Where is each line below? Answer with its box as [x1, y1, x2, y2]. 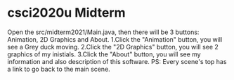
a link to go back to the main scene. [7, 65, 110, 73]
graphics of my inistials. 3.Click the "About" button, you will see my [7, 50, 202, 58]
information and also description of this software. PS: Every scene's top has [7, 57, 227, 65]
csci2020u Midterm [7, 5, 126, 21]
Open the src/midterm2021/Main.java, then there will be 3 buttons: [7, 28, 200, 36]
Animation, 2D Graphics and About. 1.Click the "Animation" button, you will [7, 35, 223, 43]
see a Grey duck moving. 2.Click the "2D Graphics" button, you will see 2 [7, 42, 219, 51]
